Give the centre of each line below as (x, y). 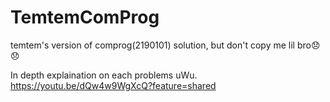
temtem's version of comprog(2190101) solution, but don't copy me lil (152, 45)
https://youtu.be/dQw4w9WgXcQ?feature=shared (113, 85)
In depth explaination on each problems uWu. (104, 75)
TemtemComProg (85, 17)
